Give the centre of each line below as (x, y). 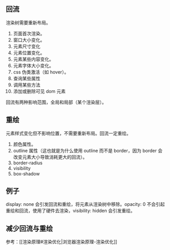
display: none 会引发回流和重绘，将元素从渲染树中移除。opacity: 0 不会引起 (85, 204)
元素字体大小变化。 (33, 65)
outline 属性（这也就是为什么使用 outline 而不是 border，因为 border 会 (88, 150)
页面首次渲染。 (29, 33)
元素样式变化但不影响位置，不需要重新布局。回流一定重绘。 (68, 133)
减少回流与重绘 (29, 228)
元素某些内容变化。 (33, 59)
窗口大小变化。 (29, 40)
